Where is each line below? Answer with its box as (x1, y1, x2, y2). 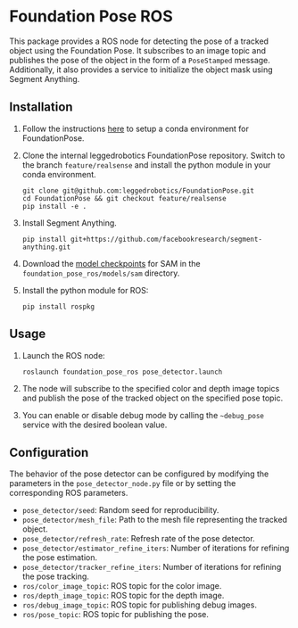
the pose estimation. (21, 552, 98, 563)
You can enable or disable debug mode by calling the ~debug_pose (21, 409, 265, 420)
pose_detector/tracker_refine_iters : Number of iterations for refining (21, 562, 282, 573)
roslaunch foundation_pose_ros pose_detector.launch (21, 368, 223, 376)
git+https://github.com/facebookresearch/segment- (70, 235, 263, 244)
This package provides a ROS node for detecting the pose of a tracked (9, 36, 269, 46)
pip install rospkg (21, 302, 95, 311)
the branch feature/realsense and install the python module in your (21, 159, 271, 170)
